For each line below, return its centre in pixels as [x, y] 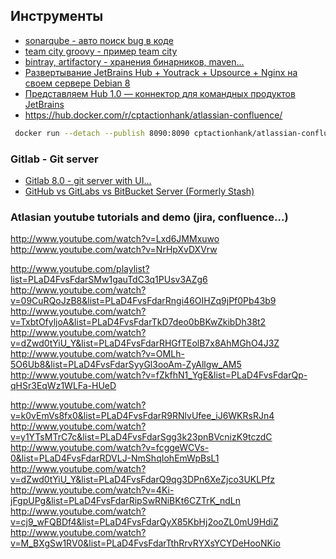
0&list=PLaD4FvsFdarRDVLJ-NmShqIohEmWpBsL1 [115, 458]
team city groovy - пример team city [101, 51]
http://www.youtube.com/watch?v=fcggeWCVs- [110, 448]
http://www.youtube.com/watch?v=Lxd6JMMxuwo [115, 239]
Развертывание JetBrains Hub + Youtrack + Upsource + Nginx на [161, 72]
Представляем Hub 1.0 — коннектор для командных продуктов [160, 93]
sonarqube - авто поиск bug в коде [99, 40]
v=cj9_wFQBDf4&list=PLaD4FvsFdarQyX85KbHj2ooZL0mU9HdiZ [144, 522]
